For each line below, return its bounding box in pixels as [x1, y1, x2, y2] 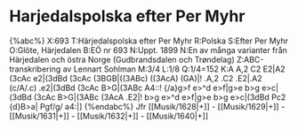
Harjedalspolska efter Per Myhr [9, 6, 246, 27]
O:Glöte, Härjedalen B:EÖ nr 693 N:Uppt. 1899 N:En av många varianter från [9, 44, 287, 55]
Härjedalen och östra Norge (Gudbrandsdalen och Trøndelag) [9, 54, 235, 65]
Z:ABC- [236, 54, 264, 65]
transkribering [9, 64, 61, 74]
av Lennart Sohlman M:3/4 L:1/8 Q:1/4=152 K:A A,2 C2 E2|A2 [62, 64, 286, 74]
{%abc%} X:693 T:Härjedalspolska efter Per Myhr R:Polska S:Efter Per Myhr [9, 35, 289, 46]
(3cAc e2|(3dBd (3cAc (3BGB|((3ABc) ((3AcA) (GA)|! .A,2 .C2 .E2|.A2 [9, 73, 262, 83]
